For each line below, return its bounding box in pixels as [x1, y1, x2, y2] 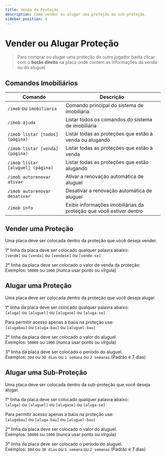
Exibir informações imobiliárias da [65, 201, 144, 208]
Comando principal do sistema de [65, 102, 144, 109]
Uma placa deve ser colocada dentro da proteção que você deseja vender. [5, 237, 157, 243]
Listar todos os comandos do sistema [65, 116, 152, 123]
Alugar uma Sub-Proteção [5, 368, 87, 377]
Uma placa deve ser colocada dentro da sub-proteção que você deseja [5, 381, 151, 387]
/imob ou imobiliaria [7, 105, 57, 112]
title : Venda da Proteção [5, 7, 58, 12]
